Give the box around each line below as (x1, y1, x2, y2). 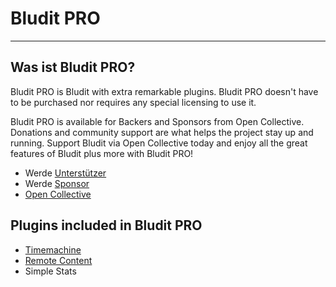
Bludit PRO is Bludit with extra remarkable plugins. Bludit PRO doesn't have (10, 85, 319, 97)
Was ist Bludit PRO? (10, 59, 136, 76)
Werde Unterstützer (24, 167, 107, 179)
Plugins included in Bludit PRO (10, 217, 203, 234)
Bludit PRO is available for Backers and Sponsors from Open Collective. (10, 115, 305, 127)
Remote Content (24, 254, 93, 266)
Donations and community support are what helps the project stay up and (10, 126, 314, 138)
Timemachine (24, 243, 82, 256)
